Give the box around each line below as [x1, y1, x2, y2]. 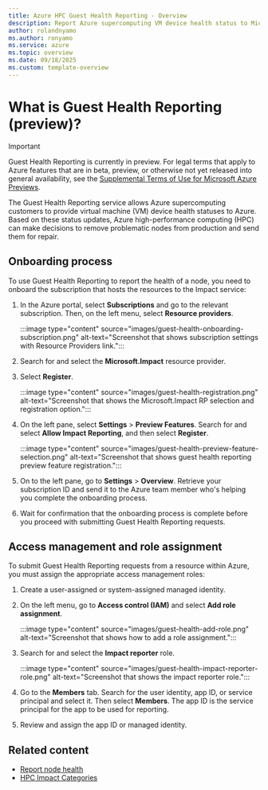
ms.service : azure [8, 41, 69, 49]
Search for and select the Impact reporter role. [19, 648, 175, 658]
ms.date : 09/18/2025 [8, 57, 77, 65]
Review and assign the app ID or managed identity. [19, 720, 187, 730]
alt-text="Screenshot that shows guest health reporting [69, 452, 252, 461]
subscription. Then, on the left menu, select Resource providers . [19, 308, 234, 318]
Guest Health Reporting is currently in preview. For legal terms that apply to [8, 156, 256, 166]
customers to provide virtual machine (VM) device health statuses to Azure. [8, 206, 257, 215]
